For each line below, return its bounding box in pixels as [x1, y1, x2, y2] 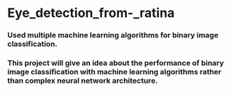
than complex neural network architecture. [7, 76, 158, 86]
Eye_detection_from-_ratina [7, 5, 175, 21]
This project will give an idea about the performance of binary [7, 58, 225, 68]
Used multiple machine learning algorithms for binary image [7, 30, 219, 40]
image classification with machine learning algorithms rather [7, 67, 222, 77]
